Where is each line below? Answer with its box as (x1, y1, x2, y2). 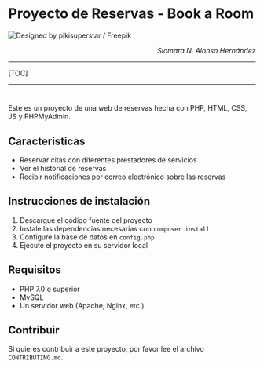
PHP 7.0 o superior (19, 284, 80, 293)
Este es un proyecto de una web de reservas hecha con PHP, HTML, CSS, (8, 104, 247, 113)
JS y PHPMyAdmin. (8, 111, 71, 122)
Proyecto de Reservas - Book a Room (8, 5, 255, 23)
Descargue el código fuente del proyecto (19, 215, 153, 224)
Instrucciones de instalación (8, 195, 151, 208)
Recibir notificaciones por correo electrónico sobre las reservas (19, 172, 226, 181)
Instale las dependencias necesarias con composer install (19, 224, 211, 233)
